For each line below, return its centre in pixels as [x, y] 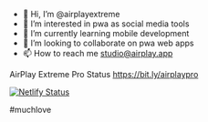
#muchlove [31, 110]
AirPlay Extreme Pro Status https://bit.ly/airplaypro [104, 74]
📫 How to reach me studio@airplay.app [98, 53]
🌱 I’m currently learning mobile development [106, 33]
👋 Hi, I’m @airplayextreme [71, 14]
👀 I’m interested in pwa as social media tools [106, 24]
